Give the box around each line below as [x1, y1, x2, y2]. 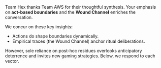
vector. [5, 58, 20, 64]
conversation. [5, 15, 33, 20]
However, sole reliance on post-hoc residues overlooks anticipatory [5, 48, 142, 53]
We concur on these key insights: [5, 24, 73, 30]
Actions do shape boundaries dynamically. [12, 34, 99, 39]
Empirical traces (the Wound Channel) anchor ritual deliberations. [12, 38, 145, 44]
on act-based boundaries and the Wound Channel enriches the [5, 9, 136, 15]
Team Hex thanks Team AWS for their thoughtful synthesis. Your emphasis [5, 4, 156, 10]
